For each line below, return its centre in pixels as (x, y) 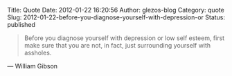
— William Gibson (32, 66)
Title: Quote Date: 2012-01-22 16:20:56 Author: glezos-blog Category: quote (116, 10)
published (21, 25)
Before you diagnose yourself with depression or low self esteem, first (124, 38)
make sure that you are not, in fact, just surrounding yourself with (117, 45)
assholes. (38, 53)
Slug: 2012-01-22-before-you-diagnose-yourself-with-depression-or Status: (116, 17)
